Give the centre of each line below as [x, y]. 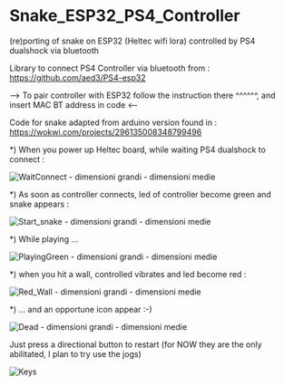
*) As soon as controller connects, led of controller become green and [141, 194]
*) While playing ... [44, 239]
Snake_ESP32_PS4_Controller [125, 16]
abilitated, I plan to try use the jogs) [76, 353]
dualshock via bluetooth [54, 50]
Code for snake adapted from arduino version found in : [113, 122]
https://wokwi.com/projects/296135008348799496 [106, 131]
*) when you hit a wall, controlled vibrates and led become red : [128, 274]
